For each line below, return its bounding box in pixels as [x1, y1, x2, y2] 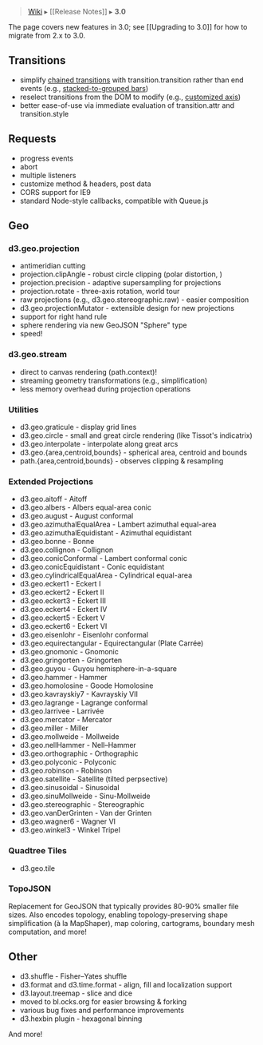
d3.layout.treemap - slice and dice [19, 988, 133, 998]
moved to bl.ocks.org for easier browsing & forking [19, 996, 187, 1006]
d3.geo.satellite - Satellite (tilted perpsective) [19, 774, 168, 784]
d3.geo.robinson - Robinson [19, 766, 112, 776]
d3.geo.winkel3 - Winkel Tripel [19, 825, 121, 835]
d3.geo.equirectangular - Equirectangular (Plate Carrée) [19, 638, 204, 648]
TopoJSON [8, 883, 52, 894]
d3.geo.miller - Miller [19, 723, 89, 733]
